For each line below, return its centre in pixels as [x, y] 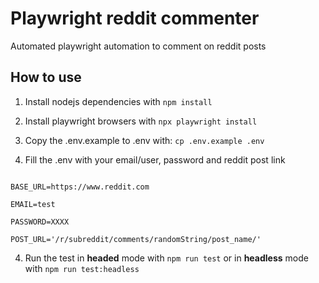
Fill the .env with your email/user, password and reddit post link [155, 159]
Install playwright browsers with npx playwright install [141, 121]
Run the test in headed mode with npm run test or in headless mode [166, 258]
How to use [46, 77]
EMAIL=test [33, 204]
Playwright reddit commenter [135, 18]
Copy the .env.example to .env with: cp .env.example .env [144, 140]
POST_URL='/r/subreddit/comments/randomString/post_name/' [136, 239]
